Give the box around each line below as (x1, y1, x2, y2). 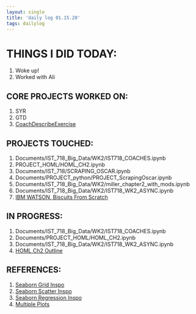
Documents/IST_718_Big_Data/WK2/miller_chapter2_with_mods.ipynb (15, 180, 191, 187)
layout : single (6, 9, 45, 15)
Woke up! (15, 67, 40, 74)
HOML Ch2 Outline (15, 247, 63, 254)
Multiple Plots (15, 301, 50, 308)
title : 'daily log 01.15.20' (6, 15, 81, 21)
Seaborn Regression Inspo (15, 294, 82, 301)
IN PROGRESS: (6, 211, 63, 222)
